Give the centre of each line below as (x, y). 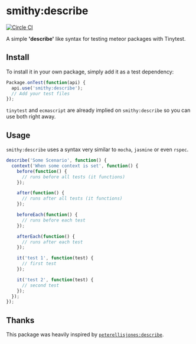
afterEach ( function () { (46, 236)
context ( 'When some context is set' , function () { (75, 166)
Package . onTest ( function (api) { (46, 82)
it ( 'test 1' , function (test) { (55, 258)
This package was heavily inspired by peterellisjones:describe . (85, 335)
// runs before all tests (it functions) (73, 177)
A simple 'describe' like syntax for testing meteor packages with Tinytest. (96, 38)
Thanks (20, 320)
